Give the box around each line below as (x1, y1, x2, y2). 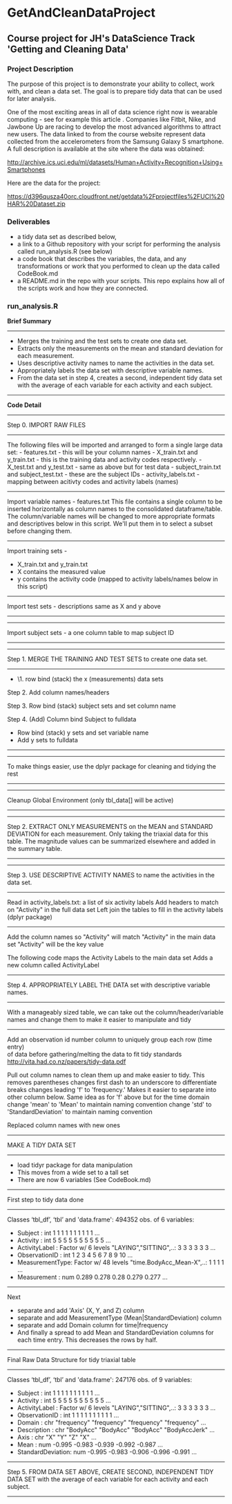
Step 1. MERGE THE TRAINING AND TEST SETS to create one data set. (7, 655, 209, 663)
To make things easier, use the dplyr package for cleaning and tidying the (7, 762, 216, 771)
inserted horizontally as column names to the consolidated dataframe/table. (7, 505, 223, 513)
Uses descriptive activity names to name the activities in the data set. (17, 359, 215, 368)
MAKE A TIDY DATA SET (7, 1141, 77, 1149)
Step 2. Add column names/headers (7, 688, 110, 697)
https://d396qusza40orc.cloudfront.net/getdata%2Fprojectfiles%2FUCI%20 (7, 192, 225, 200)
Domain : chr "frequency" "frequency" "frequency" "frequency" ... (17, 1418, 206, 1427)
